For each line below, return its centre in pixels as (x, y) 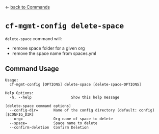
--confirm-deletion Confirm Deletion (49, 127)
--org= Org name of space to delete (61, 119)
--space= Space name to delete (53, 123)
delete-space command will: (34, 38)
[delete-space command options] (38, 106)
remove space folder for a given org (48, 48)
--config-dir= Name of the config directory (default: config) (82, 110)
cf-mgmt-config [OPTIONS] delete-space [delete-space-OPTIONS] (75, 84)
